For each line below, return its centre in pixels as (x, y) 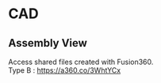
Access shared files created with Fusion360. (81, 62)
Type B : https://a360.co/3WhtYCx (65, 70)
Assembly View (48, 43)
